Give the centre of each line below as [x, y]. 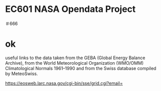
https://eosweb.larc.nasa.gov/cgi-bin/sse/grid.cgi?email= [64, 83]
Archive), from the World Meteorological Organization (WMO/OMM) [74, 63]
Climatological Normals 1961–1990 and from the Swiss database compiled [81, 68]
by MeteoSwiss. [22, 74]
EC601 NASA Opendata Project [71, 9]
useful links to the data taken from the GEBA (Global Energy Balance [75, 58]
